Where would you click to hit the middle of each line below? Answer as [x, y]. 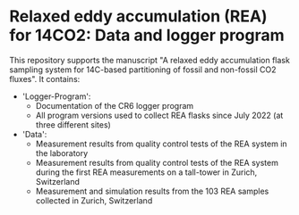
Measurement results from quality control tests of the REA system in [162, 144]
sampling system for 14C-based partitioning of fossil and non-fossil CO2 [143, 70]
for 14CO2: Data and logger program [147, 35]
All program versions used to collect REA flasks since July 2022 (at [159, 115]
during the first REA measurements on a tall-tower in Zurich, [146, 172]
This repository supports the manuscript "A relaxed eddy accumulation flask [150, 60]
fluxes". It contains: [45, 79]
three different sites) [73, 124]
